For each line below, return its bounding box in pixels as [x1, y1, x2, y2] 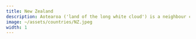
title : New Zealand [6, 8, 54, 14]
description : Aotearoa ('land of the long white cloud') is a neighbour [6, 14, 187, 19]
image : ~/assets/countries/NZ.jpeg [6, 19, 93, 25]
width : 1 [6, 24, 27, 30]
